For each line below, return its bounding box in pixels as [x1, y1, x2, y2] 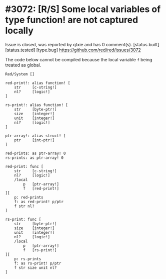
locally [5, 25, 34, 36]
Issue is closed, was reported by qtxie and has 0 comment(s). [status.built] [5, 41, 159, 47]
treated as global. [5, 62, 41, 68]
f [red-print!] [23, 186, 59, 191]
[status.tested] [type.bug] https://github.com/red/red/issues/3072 [5, 47, 141, 53]
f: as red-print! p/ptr [14, 199, 64, 204]
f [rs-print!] [23, 247, 57, 252]
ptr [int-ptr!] [14, 137, 55, 143]
